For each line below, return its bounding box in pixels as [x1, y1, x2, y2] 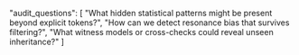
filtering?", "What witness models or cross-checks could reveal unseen [9, 27, 274, 37]
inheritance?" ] [9, 36, 65, 47]
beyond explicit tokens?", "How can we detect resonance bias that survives [9, 17, 290, 28]
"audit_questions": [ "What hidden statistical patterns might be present [9, 8, 273, 18]
